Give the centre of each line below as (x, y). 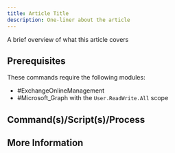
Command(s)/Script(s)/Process (76, 120)
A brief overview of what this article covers (68, 39)
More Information (45, 143)
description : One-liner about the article (69, 20)
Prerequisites (36, 61)
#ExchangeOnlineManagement (61, 91)
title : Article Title (38, 13)
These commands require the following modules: (76, 78)
